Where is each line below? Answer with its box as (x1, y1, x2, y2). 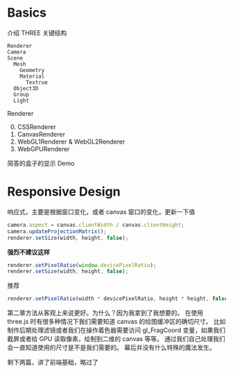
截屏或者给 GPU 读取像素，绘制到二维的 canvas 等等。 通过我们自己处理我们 (7, 335, 225, 343)
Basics (7, 5, 47, 21)
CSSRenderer (17, 123, 57, 131)
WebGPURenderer (17, 144, 70, 153)
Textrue (25, 78, 49, 86)
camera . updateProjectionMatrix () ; (7, 227, 107, 235)
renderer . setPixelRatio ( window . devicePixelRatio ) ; (7, 261, 157, 268)
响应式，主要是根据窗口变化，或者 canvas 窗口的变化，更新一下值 (7, 207, 196, 216)
